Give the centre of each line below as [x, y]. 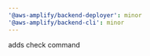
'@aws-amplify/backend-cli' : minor [66, 23]
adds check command [44, 44]
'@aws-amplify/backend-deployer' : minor [75, 15]
